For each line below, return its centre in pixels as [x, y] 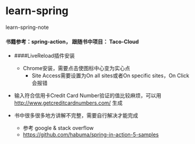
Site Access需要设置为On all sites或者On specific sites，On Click [110, 76]
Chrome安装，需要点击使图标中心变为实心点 [76, 68]
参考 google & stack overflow [58, 128]
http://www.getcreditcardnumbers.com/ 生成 [68, 103]
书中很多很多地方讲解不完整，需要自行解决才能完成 [76, 116]
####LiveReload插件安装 [44, 56]
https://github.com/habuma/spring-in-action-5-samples [91, 135]
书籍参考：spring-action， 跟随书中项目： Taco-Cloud [72, 41]
